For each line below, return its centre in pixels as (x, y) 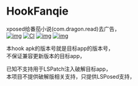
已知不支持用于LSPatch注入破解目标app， (59, 69)
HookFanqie (37, 11)
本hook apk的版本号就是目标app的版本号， (60, 48)
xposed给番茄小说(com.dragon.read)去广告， (63, 29)
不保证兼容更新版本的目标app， (46, 56)
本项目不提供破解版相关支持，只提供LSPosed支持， (71, 76)
